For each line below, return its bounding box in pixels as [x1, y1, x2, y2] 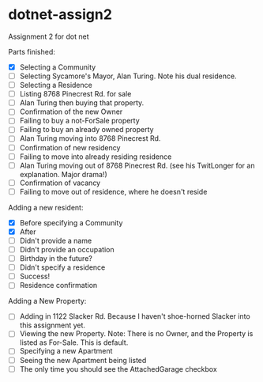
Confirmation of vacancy [19, 178, 101, 187]
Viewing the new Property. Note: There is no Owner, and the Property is [19, 329, 254, 339]
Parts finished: [8, 47, 55, 56]
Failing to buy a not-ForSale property [19, 116, 140, 126]
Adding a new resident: [8, 202, 84, 212]
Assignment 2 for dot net [8, 32, 89, 41]
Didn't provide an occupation [19, 245, 115, 254]
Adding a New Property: [8, 297, 87, 306]
